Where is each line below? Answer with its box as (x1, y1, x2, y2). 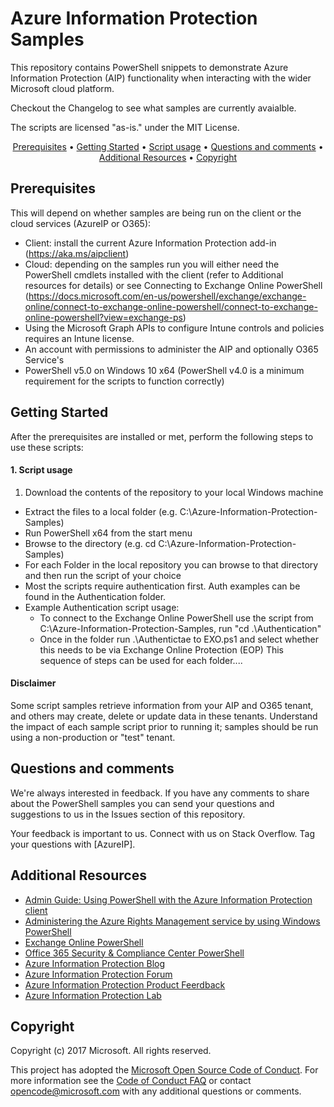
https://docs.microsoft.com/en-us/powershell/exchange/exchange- (28, 290, 307, 302)
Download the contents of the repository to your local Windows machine (24, 486, 324, 498)
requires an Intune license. (24, 332, 135, 344)
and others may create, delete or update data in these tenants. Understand (10, 710, 318, 722)
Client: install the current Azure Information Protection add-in (24, 237, 277, 249)
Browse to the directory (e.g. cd (24, 537, 157, 549)
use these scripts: (10, 441, 84, 453)
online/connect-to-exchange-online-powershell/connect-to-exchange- (24, 300, 318, 312)
